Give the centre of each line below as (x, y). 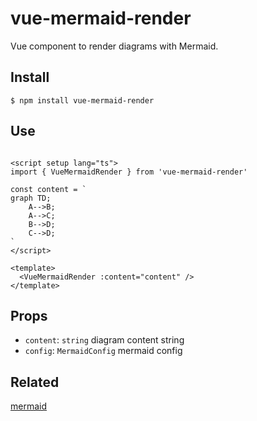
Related (35, 382)
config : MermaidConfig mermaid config (103, 351)
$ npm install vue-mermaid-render (82, 100)
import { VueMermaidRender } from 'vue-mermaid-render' (129, 172)
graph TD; (31, 198)
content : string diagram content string (104, 340)
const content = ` (48, 189)
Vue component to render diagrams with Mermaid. (114, 46)
